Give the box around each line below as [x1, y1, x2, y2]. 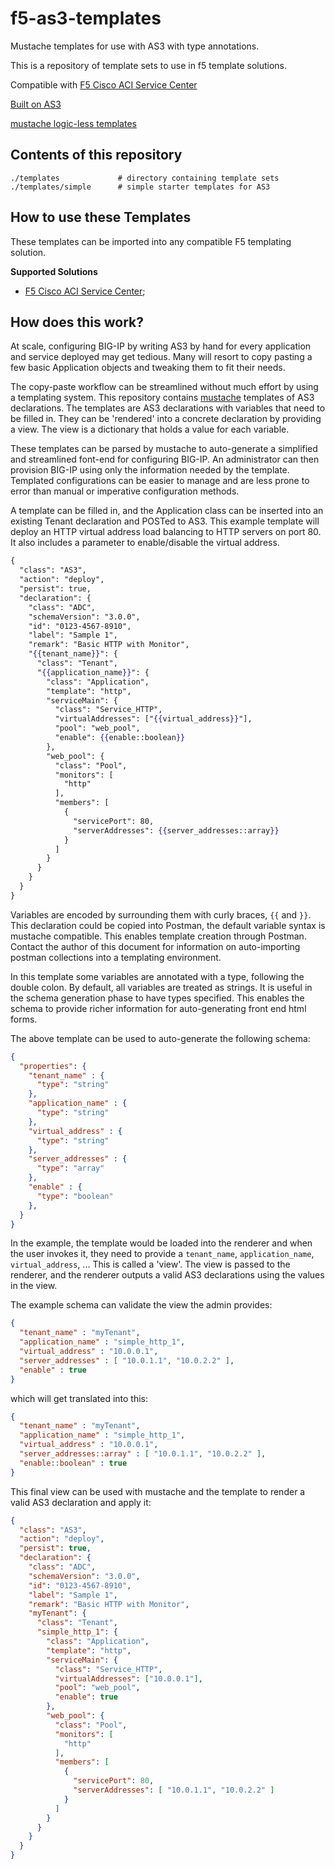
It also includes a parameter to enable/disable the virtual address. [10, 537, 280, 549]
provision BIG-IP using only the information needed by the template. [10, 464, 290, 476]
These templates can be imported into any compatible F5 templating [10, 235, 292, 247]
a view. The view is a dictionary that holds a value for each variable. [10, 423, 290, 436]
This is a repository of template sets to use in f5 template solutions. [10, 59, 288, 71]
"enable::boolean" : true [19, 1458, 128, 1468]
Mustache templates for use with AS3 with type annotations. [10, 40, 260, 52]
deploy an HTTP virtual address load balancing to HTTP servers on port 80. [10, 526, 322, 538]
